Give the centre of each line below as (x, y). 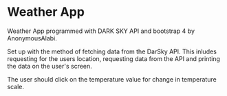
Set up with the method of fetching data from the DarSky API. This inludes (112, 51)
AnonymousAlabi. (32, 38)
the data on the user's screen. (50, 66)
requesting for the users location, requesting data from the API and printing (113, 58)
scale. (15, 86)
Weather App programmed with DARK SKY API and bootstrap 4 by (101, 31)
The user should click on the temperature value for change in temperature (112, 79)
